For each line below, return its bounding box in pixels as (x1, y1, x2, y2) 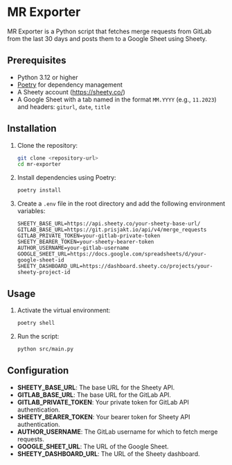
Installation (7, 123, 57, 135)
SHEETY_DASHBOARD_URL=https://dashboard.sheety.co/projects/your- (17, 263, 213, 270)
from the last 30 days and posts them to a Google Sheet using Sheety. (7, 34, 208, 42)
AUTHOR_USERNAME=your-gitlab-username (17, 244, 130, 252)
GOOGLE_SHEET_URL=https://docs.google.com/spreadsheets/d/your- (17, 251, 207, 257)
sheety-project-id (17, 269, 71, 276)
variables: (17, 207, 46, 215)
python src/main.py (17, 345, 74, 353)
